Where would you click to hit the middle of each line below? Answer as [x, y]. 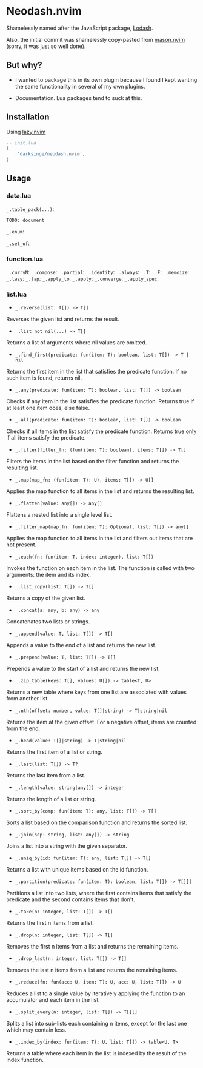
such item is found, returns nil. [44, 378]
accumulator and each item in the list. [53, 1000]
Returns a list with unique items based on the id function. [77, 870]
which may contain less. [36, 1030]
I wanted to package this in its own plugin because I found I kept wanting [106, 79]
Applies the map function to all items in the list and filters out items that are [100, 539]
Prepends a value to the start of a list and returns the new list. [83, 669]
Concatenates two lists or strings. [48, 622]
